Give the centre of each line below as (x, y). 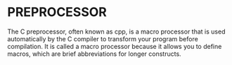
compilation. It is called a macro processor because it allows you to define (115, 46)
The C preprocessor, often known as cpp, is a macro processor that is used (116, 31)
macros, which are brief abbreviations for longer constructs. (94, 54)
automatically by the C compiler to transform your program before (103, 38)
